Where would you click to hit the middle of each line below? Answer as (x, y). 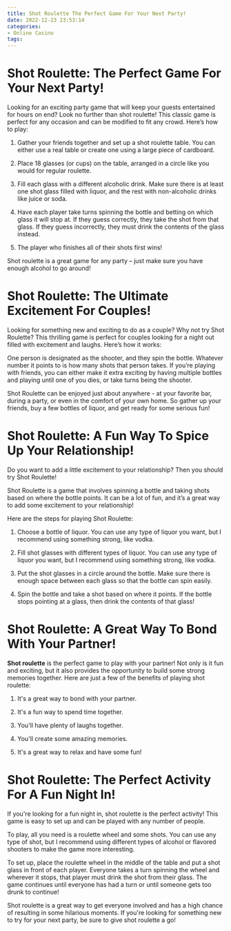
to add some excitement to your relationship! (71, 505)
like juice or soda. (42, 199)
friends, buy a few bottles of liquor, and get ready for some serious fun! (109, 408)
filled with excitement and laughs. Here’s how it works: (84, 345)
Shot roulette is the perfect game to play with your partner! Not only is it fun (115, 663)
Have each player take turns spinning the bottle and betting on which (115, 212)
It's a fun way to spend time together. (70, 711)
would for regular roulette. (54, 171)
